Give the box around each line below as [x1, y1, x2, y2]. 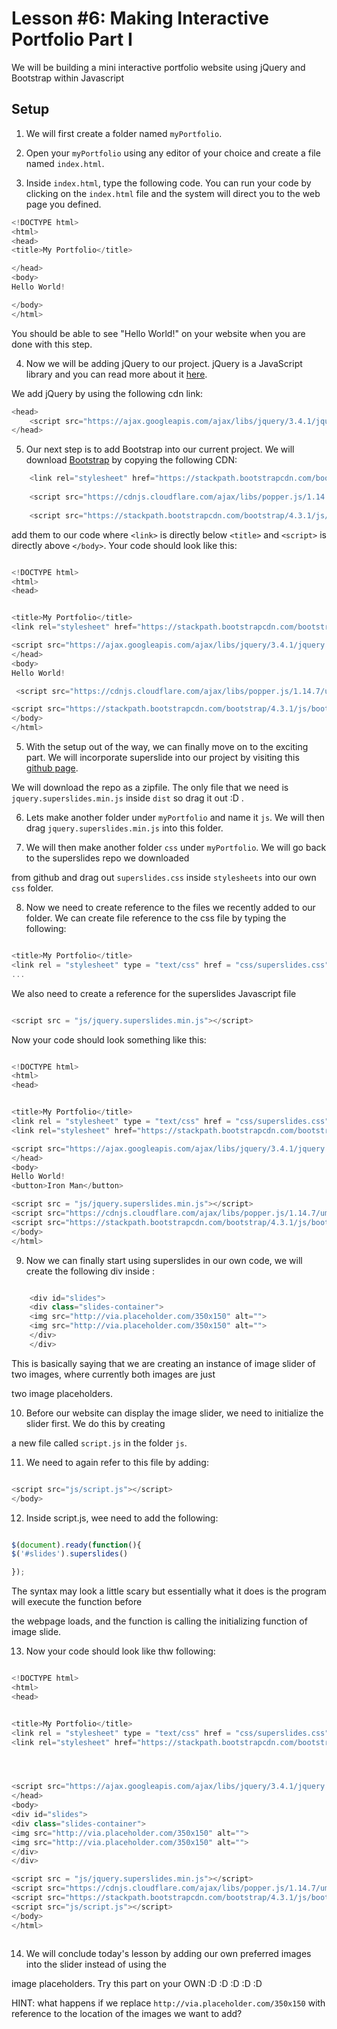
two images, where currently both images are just [11, 1368, 216, 1380]
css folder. [11, 882, 54, 894]
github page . [25, 762, 79, 774]
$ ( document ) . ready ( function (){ [11, 1540, 142, 1550]
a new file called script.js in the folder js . [11, 1437, 188, 1449]
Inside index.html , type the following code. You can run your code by [25, 177, 312, 189]
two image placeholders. [11, 1387, 113, 1399]
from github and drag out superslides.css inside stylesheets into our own [11, 872, 317, 883]
